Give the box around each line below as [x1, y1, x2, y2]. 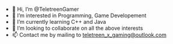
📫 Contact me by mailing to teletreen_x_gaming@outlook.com [11, 32, 167, 38]
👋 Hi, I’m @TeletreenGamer [11, 6, 79, 12]
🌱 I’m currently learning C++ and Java [11, 18, 106, 25]
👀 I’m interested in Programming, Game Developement [11, 12, 147, 19]
